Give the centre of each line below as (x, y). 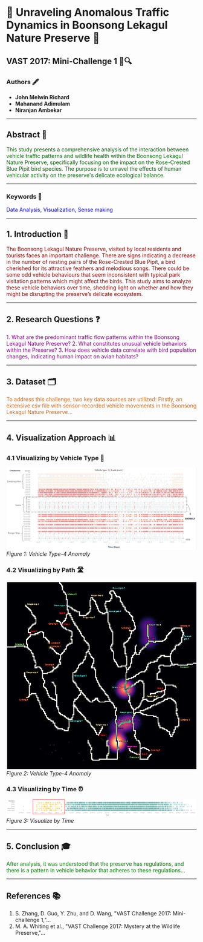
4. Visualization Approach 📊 (61, 437)
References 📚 (34, 896)
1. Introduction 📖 (37, 235)
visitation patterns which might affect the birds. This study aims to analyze (99, 281)
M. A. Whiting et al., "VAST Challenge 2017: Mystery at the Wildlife (97, 926)
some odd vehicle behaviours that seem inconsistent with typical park (93, 274)
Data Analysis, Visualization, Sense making (60, 209)
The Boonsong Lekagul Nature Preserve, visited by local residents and (94, 249)
